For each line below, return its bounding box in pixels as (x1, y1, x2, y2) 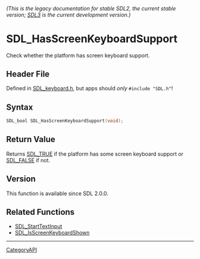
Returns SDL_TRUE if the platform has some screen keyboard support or (6, 150, 183, 158)
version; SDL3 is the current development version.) (6, 11, 131, 18)
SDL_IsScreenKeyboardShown (14, 229, 90, 236)
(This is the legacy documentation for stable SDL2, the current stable (6, 5, 176, 12)
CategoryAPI (6, 246, 37, 254)
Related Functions (6, 207, 75, 217)
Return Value (6, 134, 55, 144)
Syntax (6, 102, 33, 112)
